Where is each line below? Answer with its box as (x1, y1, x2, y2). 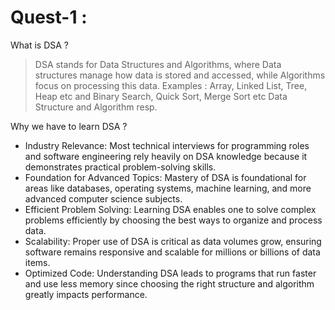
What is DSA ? (10, 39, 70, 51)
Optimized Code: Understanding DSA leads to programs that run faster (24, 267, 317, 279)
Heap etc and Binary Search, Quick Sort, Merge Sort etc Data (34, 90, 288, 102)
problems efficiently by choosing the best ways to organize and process (24, 214, 323, 226)
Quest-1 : (10, 6, 88, 29)
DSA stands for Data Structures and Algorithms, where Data (34, 58, 282, 70)
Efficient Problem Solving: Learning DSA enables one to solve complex (24, 203, 317, 215)
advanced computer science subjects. (24, 192, 183, 205)
